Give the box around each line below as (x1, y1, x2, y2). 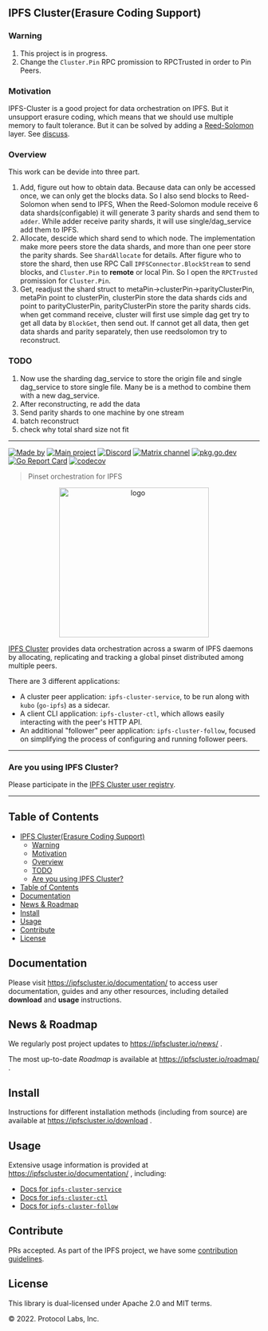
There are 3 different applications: (8, 676, 120, 685)
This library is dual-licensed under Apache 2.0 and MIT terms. (8, 1298, 213, 1308)
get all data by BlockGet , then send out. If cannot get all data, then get (19, 319, 250, 328)
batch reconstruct (19, 415, 79, 426)
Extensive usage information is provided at (8, 1160, 149, 1170)
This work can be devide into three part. (8, 167, 140, 177)
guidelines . (8, 1254, 45, 1263)
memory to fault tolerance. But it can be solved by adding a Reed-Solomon (8, 120, 254, 130)
